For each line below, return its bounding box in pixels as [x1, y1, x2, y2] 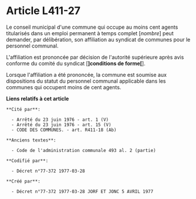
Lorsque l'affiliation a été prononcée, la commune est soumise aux [6, 71, 167, 78]
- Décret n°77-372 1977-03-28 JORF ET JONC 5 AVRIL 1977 [11, 188, 154, 194]
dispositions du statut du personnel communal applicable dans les [6, 77, 166, 85]
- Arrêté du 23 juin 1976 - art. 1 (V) [11, 116, 109, 123]
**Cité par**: [6, 106, 41, 112]
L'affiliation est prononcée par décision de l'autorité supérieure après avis [6, 53, 184, 60]
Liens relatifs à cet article [6, 95, 69, 102]
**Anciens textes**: [6, 137, 57, 143]
